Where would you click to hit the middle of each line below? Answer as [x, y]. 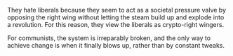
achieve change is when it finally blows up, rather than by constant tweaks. [116, 45]
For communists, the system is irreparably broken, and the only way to [109, 38]
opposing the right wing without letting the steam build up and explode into [116, 17]
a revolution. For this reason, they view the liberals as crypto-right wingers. [116, 25]
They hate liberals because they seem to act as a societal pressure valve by [117, 10]
